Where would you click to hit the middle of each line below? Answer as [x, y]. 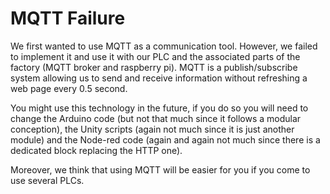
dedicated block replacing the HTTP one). [96, 150]
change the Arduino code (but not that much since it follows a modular [156, 118]
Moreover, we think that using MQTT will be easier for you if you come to [160, 169]
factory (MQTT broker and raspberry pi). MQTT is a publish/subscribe [154, 67]
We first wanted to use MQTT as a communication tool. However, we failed [164, 46]
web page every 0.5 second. [69, 88]
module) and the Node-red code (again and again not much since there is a [165, 139]
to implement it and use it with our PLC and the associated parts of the [155, 56]
